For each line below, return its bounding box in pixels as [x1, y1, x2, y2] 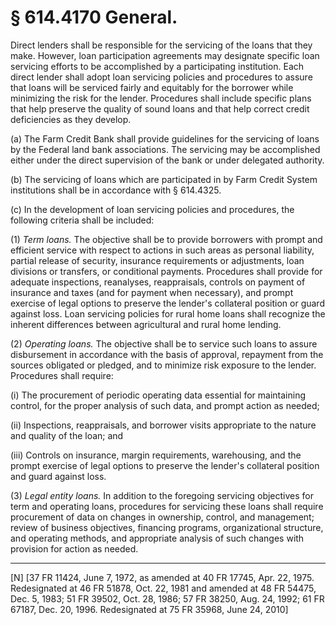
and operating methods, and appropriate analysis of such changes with [10, 532, 305, 544]
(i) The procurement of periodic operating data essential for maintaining [10, 389, 307, 401]
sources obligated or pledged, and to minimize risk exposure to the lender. [10, 359, 317, 371]
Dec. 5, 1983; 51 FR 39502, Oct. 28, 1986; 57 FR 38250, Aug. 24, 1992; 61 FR [10, 592, 325, 605]
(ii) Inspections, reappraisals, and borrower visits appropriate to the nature [10, 419, 317, 431]
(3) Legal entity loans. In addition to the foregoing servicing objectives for [10, 489, 315, 501]
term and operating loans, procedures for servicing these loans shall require [10, 500, 324, 512]
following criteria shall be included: [10, 214, 155, 226]
